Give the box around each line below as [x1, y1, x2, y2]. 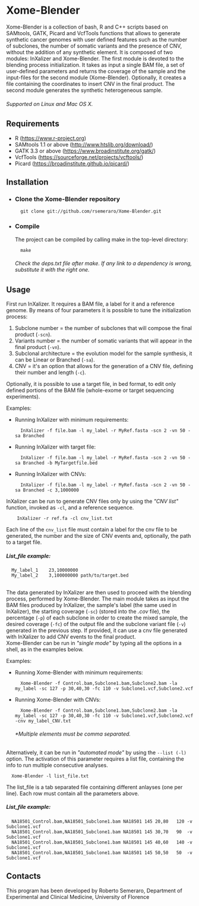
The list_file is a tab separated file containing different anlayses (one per [6, 783, 183, 790]
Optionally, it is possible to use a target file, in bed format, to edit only [6, 381, 176, 388]
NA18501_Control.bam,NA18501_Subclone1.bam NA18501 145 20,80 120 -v [11, 818, 193, 824]
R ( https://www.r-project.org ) [14, 135, 87, 142]
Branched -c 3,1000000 [23, 487, 79, 493]
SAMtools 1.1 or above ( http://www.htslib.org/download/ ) [14, 141, 153, 148]
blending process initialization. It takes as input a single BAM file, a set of [6, 61, 185, 69]
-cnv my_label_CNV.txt [14, 718, 71, 724]
